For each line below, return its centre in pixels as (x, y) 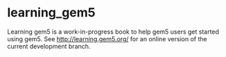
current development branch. (49, 46)
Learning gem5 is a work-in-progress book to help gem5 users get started (113, 32)
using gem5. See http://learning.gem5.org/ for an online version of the (107, 38)
